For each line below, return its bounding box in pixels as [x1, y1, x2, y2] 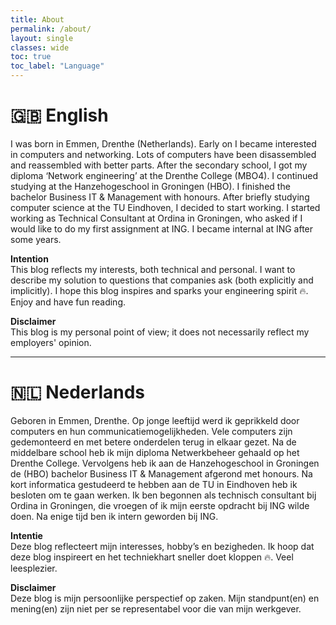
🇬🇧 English [10, 104, 109, 127]
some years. [10, 233, 62, 245]
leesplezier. [10, 562, 58, 574]
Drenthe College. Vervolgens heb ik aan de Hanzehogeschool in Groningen [10, 457, 320, 469]
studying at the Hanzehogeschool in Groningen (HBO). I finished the [10, 180, 291, 192]
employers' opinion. [10, 336, 92, 348]
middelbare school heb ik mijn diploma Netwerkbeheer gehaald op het [10, 446, 300, 458]
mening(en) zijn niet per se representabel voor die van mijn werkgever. [10, 602, 302, 615]
